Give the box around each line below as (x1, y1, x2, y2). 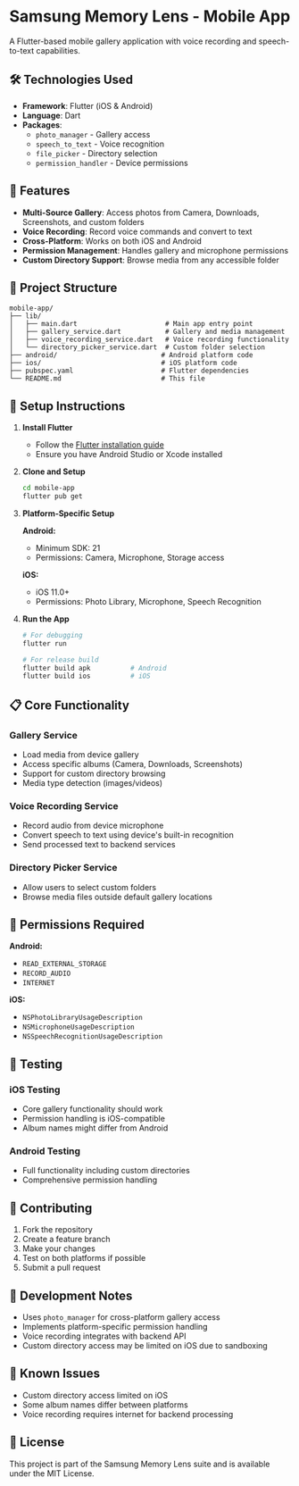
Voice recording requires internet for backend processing (21, 1408, 234, 1419)
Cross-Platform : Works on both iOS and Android (21, 235, 203, 246)
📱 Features (9, 183, 71, 198)
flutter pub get (21, 492, 83, 501)
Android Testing (9, 1145, 81, 1157)
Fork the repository (21, 1224, 94, 1235)
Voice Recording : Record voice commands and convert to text (21, 226, 253, 237)
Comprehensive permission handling (21, 1174, 158, 1185)
